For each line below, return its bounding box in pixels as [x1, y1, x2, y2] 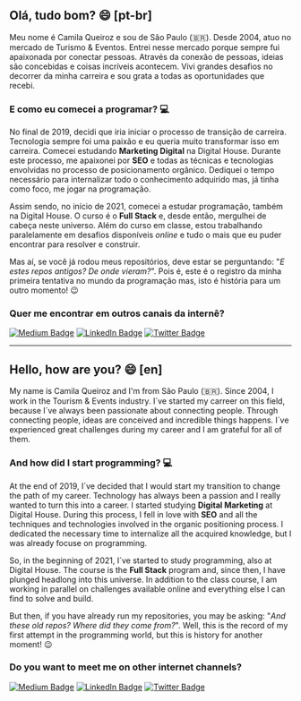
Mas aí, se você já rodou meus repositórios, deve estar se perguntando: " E [9, 256, 285, 268]
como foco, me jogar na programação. [9, 184, 151, 194]
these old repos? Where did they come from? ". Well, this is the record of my [9, 620, 288, 630]
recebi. [9, 80, 36, 90]
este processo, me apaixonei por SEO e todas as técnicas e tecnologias [9, 155, 274, 166]
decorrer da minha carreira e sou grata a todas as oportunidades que [9, 70, 265, 81]
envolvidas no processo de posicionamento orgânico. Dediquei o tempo [9, 165, 275, 175]
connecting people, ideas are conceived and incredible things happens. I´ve [9, 415, 289, 425]
